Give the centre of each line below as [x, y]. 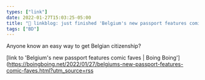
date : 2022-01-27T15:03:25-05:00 [49, 18]
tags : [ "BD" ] [23, 29]
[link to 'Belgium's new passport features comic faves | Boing [83, 58]
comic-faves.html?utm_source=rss [50, 71]
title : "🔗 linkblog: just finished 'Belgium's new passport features [97, 23]
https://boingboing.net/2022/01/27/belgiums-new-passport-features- [96, 64]
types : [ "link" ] [27, 12]
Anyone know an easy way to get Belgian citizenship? [74, 46]
